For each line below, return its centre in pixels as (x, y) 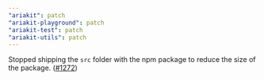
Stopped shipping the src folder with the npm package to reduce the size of (132, 60)
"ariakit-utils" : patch (48, 37)
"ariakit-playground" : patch (56, 23)
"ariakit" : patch (37, 15)
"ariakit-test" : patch (46, 30)
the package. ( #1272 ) (43, 68)
